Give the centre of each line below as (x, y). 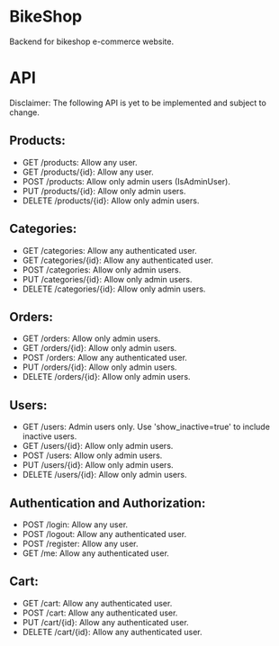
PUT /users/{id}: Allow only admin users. (98, 465)
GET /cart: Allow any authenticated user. (97, 603)
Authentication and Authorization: (108, 502)
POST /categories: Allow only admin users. (102, 269)
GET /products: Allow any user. (80, 162)
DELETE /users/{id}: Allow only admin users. (104, 475)
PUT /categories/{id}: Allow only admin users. (107, 279)
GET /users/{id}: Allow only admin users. (98, 446)
